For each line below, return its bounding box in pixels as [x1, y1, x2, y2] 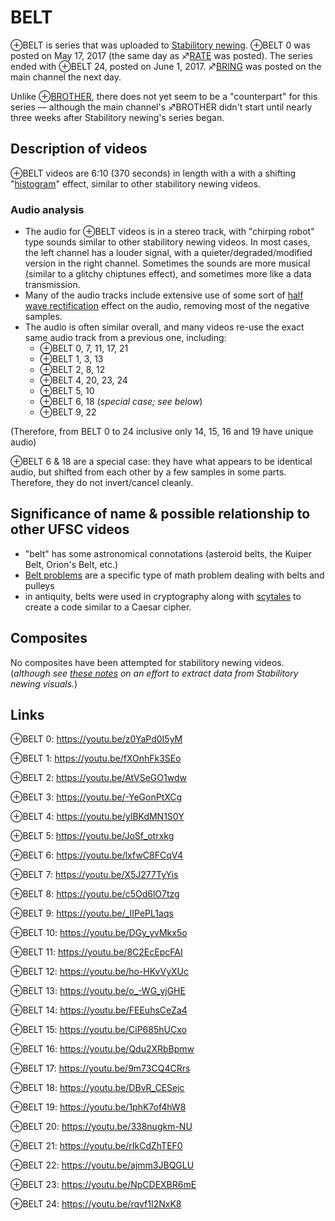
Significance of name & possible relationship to [10, 506, 311, 523]
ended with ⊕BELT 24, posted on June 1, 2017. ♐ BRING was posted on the [10, 60, 322, 72]
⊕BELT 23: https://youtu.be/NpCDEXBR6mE [10, 1179, 197, 1191]
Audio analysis [10, 202, 85, 216]
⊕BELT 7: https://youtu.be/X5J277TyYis [10, 869, 179, 881]
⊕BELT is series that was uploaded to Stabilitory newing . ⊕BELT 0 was [10, 39, 311, 51]
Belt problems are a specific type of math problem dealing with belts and [24, 569, 325, 581]
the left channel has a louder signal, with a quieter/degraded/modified [24, 247, 313, 259]
